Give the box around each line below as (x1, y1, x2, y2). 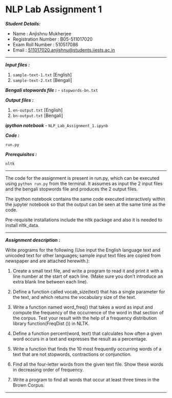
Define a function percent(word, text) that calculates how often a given (12, 330, 162, 336)
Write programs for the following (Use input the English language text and (5, 247, 161, 253)
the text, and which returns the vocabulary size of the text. (12, 294, 137, 300)
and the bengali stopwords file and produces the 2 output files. (5, 186, 138, 192)
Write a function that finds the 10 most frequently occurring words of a (12, 346, 162, 352)
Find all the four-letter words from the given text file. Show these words (12, 361, 164, 367)
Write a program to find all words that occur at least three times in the (12, 376, 160, 383)
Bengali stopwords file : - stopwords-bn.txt (5, 87, 98, 93)
